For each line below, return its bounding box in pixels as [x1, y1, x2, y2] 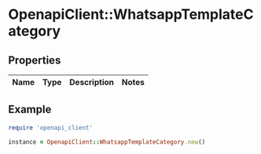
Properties [8, 53, 61, 67]
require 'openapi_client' [8, 123, 93, 131]
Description [69, 77, 114, 87]
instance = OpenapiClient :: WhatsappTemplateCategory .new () [8, 137, 206, 146]
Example [8, 103, 52, 116]
